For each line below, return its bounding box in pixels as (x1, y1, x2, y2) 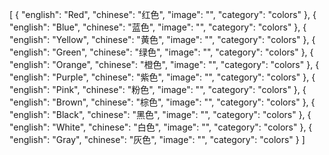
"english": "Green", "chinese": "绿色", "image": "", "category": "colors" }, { (9, 46, 314, 58)
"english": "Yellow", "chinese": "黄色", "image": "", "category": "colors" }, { (9, 34, 316, 45)
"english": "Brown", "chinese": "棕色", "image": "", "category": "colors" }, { (9, 96, 316, 108)
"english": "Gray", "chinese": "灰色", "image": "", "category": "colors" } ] (9, 134, 306, 145)
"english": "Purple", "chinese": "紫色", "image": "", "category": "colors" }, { (9, 71, 316, 83)
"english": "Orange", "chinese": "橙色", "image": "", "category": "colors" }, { (9, 59, 320, 70)
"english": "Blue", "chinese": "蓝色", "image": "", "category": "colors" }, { (9, 21, 307, 33)
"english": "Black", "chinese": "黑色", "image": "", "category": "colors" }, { (9, 109, 312, 120)
